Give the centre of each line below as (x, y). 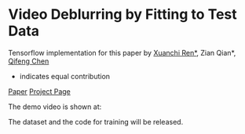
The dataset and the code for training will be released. (96, 121)
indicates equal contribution (65, 76)
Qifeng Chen (29, 61)
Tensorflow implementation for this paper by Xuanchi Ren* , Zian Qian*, (122, 53)
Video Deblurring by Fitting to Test (122, 14)
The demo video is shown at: (55, 107)
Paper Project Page (39, 91)
